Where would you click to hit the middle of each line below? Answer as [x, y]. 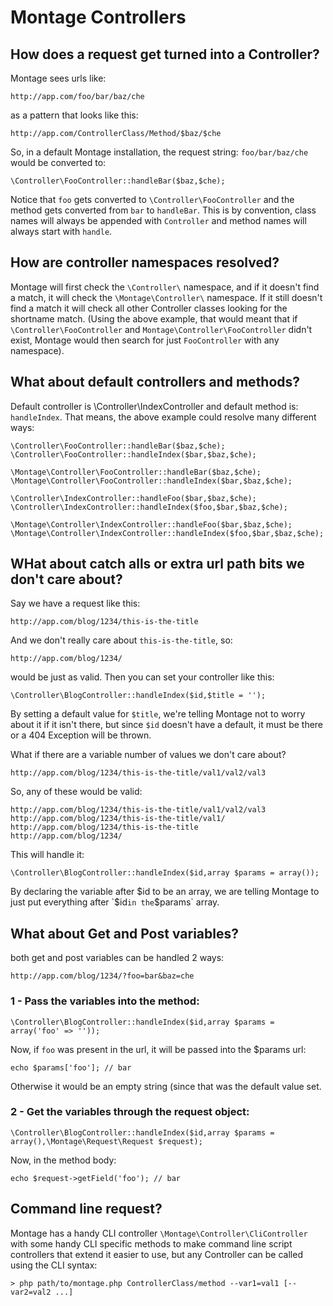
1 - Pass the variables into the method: [105, 1001]
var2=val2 [31, 1292]
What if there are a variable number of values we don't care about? [148, 755]
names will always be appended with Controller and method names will [158, 220]
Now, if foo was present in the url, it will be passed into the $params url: [158, 1049]
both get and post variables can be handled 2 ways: [117, 958]
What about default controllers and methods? [155, 382]
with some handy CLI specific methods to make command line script [151, 1243]
